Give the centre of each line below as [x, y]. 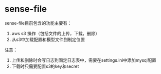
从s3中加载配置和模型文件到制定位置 [48, 39]
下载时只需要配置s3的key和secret [45, 66]
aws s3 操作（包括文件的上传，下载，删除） [56, 33]
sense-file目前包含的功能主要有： [38, 23]
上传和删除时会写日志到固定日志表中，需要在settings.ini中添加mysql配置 [84, 60]
